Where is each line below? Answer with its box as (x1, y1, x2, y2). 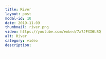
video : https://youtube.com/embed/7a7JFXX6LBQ (5, 29, 101, 34)
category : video (5, 38, 38, 43)
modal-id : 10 (5, 16, 32, 21)
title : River (5, 7, 32, 12)
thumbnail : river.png (5, 25, 49, 30)
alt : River (5, 34, 27, 39)
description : (5, 43, 32, 47)
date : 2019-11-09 (5, 20, 40, 25)
